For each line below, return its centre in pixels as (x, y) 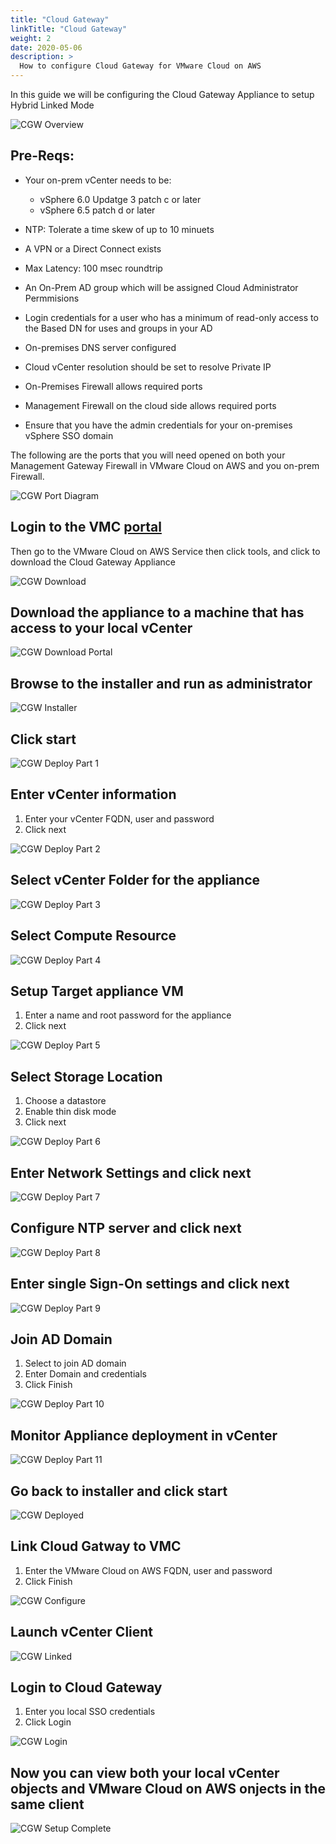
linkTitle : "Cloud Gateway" (69, 29)
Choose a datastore (65, 1101)
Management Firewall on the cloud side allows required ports (150, 405)
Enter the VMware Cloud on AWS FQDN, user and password (148, 1570)
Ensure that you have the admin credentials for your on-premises (158, 425)
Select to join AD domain (75, 1363)
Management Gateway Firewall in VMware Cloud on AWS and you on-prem (165, 465)
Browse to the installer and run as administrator (161, 683)
